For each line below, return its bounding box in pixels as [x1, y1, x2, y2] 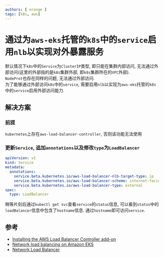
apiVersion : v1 [5, 156, 36, 161]
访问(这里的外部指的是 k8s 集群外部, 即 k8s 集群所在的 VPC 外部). [9, 69, 130, 75]
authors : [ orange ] [5, 7, 47, 12]
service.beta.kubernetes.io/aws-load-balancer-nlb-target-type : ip [14, 174, 154, 179]
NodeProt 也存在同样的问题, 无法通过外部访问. [5, 75, 95, 81]
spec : [5, 187, 16, 192]
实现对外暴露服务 [35, 46, 104, 57]
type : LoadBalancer [9, 192, 49, 197]
